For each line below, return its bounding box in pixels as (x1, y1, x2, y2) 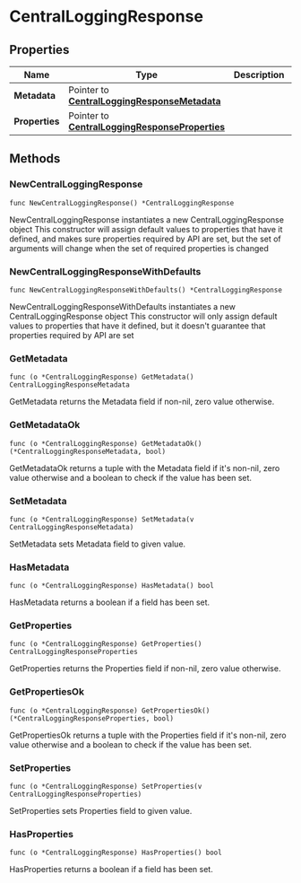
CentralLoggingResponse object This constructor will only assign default (9, 310, 278, 321)
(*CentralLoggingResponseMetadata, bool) (9, 447, 167, 456)
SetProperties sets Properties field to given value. (9, 806, 193, 817)
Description (233, 69, 285, 81)
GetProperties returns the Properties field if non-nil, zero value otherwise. (9, 663, 281, 674)
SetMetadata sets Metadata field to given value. (9, 538, 186, 549)
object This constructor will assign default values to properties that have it (9, 223, 283, 234)
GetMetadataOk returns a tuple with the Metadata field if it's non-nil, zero (9, 462, 280, 473)
